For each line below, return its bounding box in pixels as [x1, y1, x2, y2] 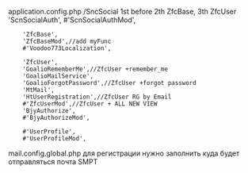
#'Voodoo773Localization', [22, 44, 112, 52]
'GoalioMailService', [22, 72, 93, 80]
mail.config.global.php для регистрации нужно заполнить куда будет [8, 148, 240, 158]
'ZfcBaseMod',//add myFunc [22, 37, 112, 45]
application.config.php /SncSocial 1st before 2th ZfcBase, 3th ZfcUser [8, 7, 237, 16]
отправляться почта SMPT [8, 157, 98, 166]
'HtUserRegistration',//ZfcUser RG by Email [22, 93, 172, 101]
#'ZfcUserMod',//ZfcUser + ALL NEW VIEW [22, 100, 158, 108]
